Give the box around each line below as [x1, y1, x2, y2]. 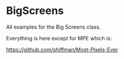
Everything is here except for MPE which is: [6, 34, 112, 41]
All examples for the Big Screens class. [6, 23, 101, 30]
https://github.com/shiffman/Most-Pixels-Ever [6, 46, 118, 53]
